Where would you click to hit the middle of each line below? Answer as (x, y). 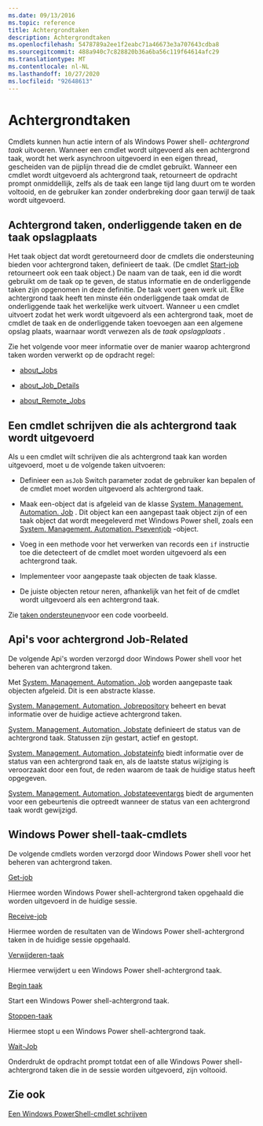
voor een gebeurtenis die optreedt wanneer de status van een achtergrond (129, 801)
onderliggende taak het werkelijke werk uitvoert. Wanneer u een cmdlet (124, 307)
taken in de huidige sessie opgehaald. (69, 940)
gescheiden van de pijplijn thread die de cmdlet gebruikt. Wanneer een (123, 167)
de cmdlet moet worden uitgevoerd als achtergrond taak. (111, 489)
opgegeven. (27, 778)
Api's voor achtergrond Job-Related (98, 640)
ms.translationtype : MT (47, 60)
